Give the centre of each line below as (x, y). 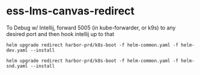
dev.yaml (17, 50)
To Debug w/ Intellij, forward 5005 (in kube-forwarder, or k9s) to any (91, 28)
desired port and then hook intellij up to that (60, 34)
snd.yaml (17, 66)
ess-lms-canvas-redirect (71, 11)
